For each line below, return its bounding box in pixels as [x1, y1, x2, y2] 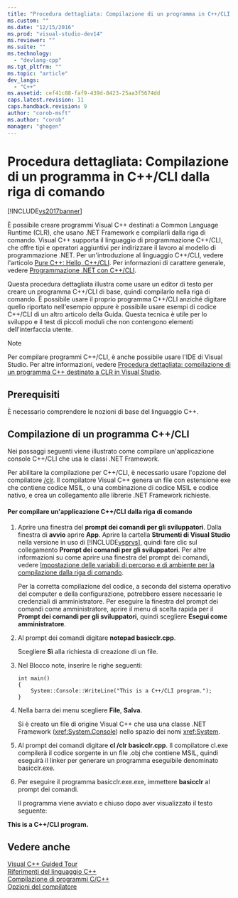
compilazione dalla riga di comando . [17, 568, 124, 577]
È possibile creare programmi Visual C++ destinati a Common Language [7, 221, 219, 230]
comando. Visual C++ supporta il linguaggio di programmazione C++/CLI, [7, 236, 223, 245]
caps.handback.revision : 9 [7, 103, 87, 110]
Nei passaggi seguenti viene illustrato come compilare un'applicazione [7, 447, 215, 456]
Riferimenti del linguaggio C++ [7, 867, 97, 876]
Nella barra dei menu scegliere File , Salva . [17, 706, 143, 715]
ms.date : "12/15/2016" [7, 23, 75, 31]
